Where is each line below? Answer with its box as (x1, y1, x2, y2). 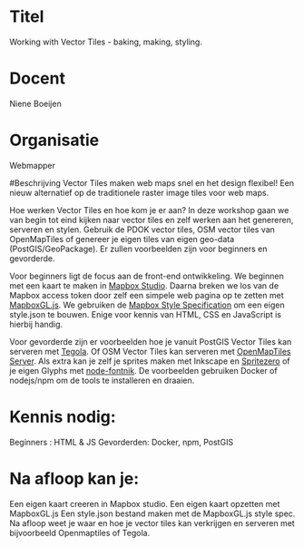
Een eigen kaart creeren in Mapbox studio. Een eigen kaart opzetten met (9, 498, 280, 509)
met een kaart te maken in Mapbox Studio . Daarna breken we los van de (9, 279, 279, 291)
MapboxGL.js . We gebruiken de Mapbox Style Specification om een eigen (9, 299, 285, 310)
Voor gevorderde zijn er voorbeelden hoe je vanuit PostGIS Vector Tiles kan (9, 336, 292, 347)
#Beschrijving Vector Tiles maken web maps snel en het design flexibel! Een (9, 177, 295, 188)
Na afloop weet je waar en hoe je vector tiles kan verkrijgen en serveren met (9, 517, 295, 528)
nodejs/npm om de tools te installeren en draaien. (9, 375, 195, 386)
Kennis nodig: (9, 406, 116, 427)
